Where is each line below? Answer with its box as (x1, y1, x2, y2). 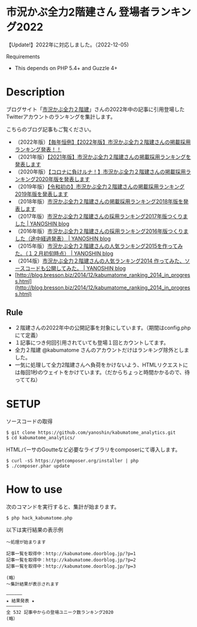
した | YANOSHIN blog (14, 220, 70, 227)
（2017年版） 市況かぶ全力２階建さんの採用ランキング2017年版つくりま (14, 212, 188, 220)
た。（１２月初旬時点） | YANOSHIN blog (14, 250, 114, 257)
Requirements (6, 53, 40, 60)
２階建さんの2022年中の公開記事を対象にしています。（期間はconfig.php (14, 324, 191, 331)
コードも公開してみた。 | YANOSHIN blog (25, 264, 126, 272)
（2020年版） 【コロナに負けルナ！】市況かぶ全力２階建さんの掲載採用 (14, 168, 186, 175)
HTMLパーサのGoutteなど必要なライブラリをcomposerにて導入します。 (6, 446, 181, 453)
